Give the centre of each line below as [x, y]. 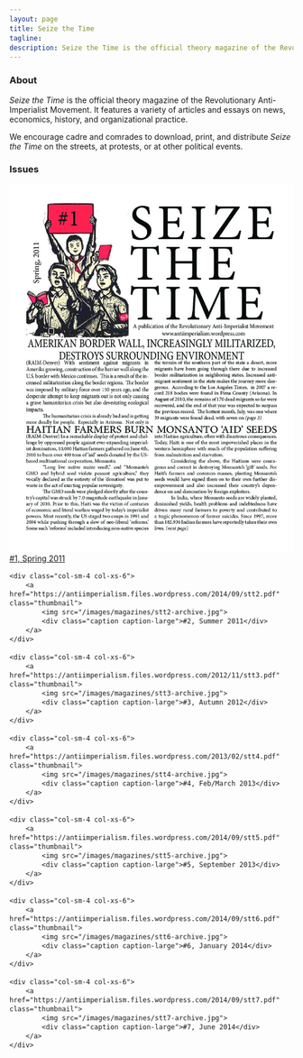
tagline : [26, 38]
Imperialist [29, 109]
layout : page [34, 19]
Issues [24, 170]
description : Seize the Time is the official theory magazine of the [143, 48]
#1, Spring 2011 [37, 558]
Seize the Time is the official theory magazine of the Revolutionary [133, 100]
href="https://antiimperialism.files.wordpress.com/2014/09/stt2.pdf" [145, 594]
